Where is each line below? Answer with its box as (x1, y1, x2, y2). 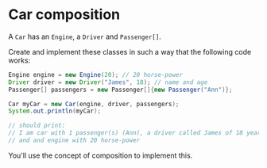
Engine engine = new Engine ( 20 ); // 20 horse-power (8, 71, 183, 78)
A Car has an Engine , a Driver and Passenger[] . (8, 32, 161, 41)
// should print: (8, 121, 66, 130)
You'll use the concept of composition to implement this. (8, 151, 193, 160)
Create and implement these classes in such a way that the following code (8, 47, 252, 56)
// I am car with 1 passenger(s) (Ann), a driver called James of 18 (8, 129, 244, 137)
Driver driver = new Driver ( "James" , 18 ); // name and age (8, 78, 208, 86)
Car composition (8, 6, 121, 24)
